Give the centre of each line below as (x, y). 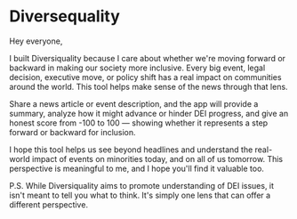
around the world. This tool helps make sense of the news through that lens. (148, 86)
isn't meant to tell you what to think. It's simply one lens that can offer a (140, 195)
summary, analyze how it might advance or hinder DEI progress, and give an (149, 113)
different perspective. (49, 204)
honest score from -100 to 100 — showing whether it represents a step (139, 123)
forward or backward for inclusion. (72, 132)
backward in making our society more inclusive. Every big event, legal (137, 68)
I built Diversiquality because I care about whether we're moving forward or (148, 58)
